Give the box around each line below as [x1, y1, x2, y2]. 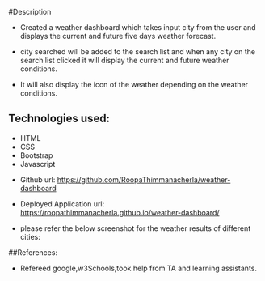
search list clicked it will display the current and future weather [19, 56, 229, 65]
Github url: [19, 174, 56, 185]
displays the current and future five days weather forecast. [19, 32, 217, 40]
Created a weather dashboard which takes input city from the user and [19, 23, 256, 32]
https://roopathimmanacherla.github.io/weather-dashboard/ [19, 207, 220, 217]
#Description [8, 7, 52, 16]
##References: [8, 247, 58, 258]
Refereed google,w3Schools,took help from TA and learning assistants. [19, 263, 257, 273]
